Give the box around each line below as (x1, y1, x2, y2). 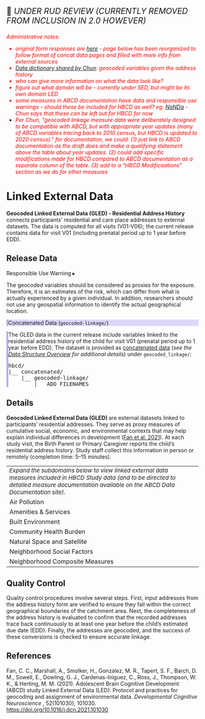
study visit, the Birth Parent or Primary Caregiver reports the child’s (6, 440, 175, 447)
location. (6, 307, 29, 314)
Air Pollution (9, 498, 45, 507)
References (6, 651, 51, 661)
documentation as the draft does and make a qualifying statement (15, 142, 183, 150)
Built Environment (9, 518, 60, 526)
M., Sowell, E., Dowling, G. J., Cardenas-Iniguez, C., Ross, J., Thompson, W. (6, 673, 197, 681)
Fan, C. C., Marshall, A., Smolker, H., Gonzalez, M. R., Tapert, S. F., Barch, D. (6, 667, 198, 674)
